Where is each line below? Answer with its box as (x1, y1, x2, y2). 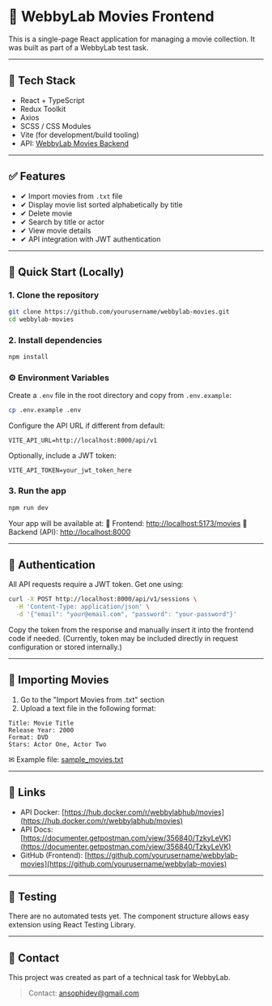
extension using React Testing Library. (8, 920, 136, 930)
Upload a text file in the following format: (19, 703, 156, 713)
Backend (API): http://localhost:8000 (8, 527, 131, 537)
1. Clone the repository (8, 289, 100, 301)
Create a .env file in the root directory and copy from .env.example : (8, 391, 232, 400)
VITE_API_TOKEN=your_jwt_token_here (8, 466, 132, 475)
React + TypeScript (19, 95, 85, 105)
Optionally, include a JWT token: (8, 451, 117, 460)
